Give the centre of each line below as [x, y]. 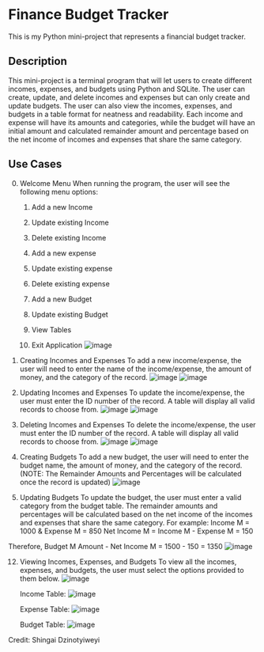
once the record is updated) [65, 482]
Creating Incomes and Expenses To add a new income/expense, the [130, 360]
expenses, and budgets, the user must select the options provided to [132, 570]
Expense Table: [45, 609]
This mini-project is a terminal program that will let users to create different [130, 80]
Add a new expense [64, 253]
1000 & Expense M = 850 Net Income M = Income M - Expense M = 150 [136, 531]
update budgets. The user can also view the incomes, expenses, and [120, 105]
